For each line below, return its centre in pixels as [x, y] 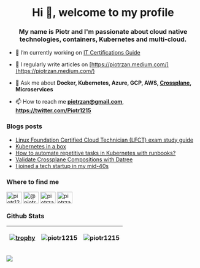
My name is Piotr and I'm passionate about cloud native [103, 32]
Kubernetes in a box [40, 146]
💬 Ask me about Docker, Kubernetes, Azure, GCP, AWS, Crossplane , [103, 83]
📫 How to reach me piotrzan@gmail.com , [70, 102]
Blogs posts [25, 126]
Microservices [34, 90]
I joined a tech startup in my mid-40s [62, 166]
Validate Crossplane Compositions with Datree [74, 159]
